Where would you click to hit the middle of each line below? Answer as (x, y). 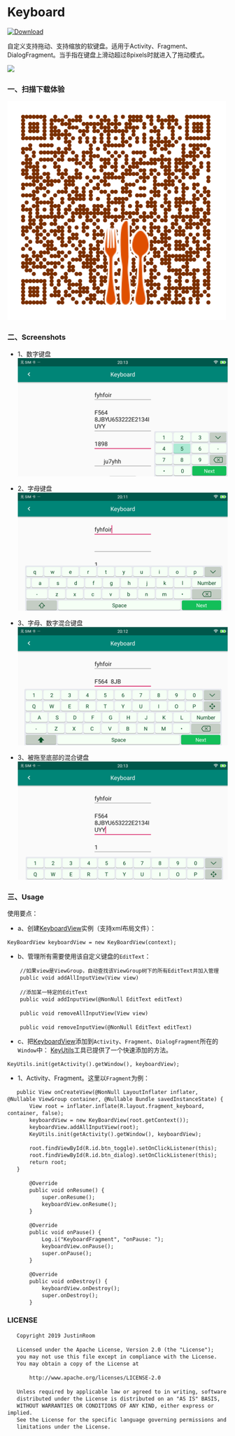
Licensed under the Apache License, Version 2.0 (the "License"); (115, 1350)
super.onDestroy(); (70, 1296)
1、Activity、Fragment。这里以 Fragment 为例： (84, 1078)
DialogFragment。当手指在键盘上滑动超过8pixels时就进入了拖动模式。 (108, 55)
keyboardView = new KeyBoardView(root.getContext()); (109, 1121)
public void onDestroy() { (69, 1282)
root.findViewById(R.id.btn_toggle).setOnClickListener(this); (123, 1149)
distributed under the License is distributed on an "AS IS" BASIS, (118, 1399)
